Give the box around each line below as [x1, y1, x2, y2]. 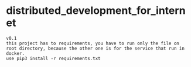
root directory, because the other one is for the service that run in [6, 45, 185, 51]
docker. [6, 50, 25, 56]
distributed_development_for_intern [6, 4, 186, 17]
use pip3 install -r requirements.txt [6, 55, 101, 61]
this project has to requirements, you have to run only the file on [6, 40, 180, 46]
